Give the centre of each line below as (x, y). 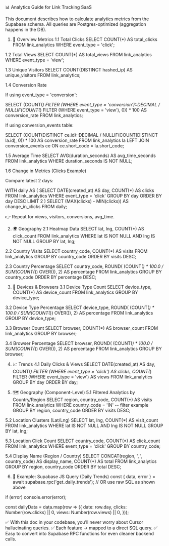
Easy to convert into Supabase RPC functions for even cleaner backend (79, 534)
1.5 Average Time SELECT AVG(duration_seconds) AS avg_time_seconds (81, 155)
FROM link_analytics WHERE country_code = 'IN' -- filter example (80, 405)
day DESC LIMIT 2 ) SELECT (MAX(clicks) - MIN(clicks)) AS (67, 201)
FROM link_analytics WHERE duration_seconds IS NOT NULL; (69, 161)
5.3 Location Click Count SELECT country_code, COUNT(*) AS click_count (83, 441)
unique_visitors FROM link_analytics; (43, 75)
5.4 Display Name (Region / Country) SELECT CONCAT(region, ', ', (74, 456)
